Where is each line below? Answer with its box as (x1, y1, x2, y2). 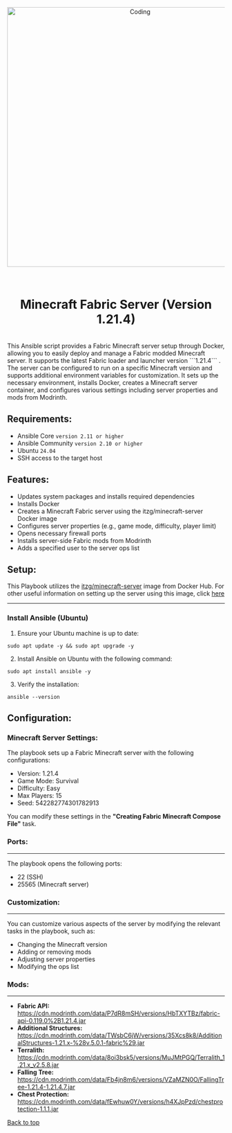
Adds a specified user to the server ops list (17, 544, 140, 552)
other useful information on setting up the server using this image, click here (7, 589, 225, 598)
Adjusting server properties (17, 955, 95, 963)
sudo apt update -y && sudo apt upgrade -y (7, 642, 135, 650)
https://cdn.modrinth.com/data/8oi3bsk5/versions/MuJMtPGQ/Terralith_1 (17, 1053, 225, 1062)
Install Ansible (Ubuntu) (7, 613, 88, 623)
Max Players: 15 (17, 792, 62, 800)
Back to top (7, 1118, 40, 1127)
